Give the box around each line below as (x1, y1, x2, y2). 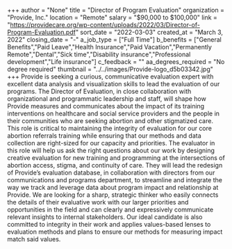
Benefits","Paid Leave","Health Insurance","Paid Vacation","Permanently (7, 43, 212, 51)
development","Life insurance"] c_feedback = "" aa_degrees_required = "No (7, 58, 225, 65)
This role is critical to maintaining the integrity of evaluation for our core (7, 124, 212, 132)
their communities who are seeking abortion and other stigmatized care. (7, 117, 214, 124)
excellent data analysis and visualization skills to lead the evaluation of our (7, 80, 220, 88)
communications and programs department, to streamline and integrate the (7, 176, 222, 184)
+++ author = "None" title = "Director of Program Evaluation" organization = (7, 6, 224, 14)
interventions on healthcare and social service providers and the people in (7, 109, 220, 118)
